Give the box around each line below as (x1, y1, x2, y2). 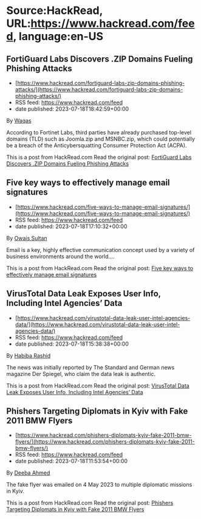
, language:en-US (13, 30, 104, 43)
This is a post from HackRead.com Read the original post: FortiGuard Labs (6, 153, 192, 161)
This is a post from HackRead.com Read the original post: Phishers (6, 500, 174, 507)
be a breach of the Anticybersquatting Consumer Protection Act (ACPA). (6, 142, 187, 149)
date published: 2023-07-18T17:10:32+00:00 (15, 223, 128, 230)
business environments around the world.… (6, 253, 115, 260)
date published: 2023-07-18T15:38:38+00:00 (15, 340, 129, 347)
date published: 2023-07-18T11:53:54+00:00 (15, 458, 128, 465)
